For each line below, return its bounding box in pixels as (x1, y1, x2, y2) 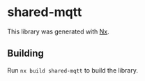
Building (7, 47, 44, 59)
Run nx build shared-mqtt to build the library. (7, 66, 138, 74)
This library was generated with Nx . (7, 27, 109, 36)
